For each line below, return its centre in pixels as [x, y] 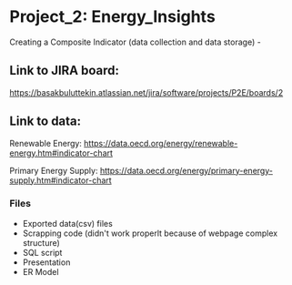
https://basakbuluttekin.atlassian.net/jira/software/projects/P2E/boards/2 [146, 92]
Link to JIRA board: [65, 71]
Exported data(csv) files [68, 223]
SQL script [42, 252]
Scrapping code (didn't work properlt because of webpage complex [150, 233]
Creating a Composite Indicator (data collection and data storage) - [135, 42]
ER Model [40, 271]
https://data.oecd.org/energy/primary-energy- [186, 170]
